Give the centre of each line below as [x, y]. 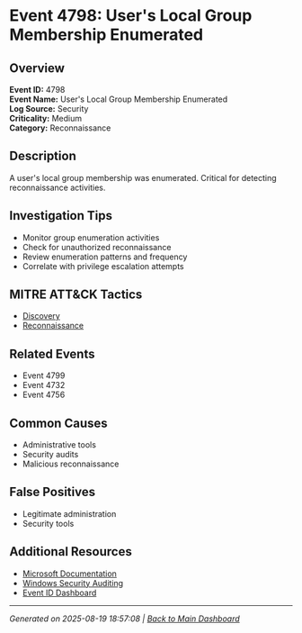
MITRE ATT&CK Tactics [76, 295]
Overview [37, 68]
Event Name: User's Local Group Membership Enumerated [119, 99]
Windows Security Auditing [73, 583]
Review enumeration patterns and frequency [105, 257]
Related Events [52, 353]
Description [43, 156]
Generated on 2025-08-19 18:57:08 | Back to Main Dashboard [124, 619]
